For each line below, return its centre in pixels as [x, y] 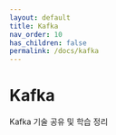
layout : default [40, 18]
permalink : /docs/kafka [54, 51]
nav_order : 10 [36, 34]
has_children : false [48, 43]
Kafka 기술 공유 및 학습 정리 [59, 121]
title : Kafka [34, 26]
